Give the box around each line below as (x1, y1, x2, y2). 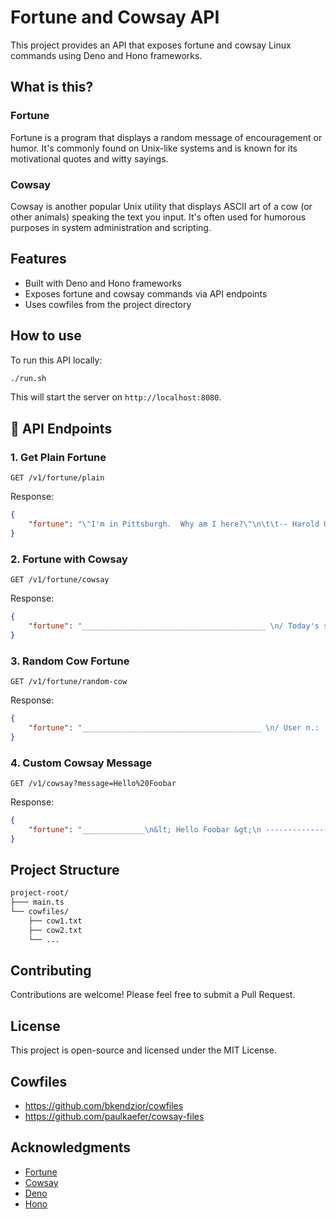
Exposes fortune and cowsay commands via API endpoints (24, 287, 268, 300)
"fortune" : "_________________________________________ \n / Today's (28, 621, 320, 631)
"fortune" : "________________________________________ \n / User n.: (28, 722, 320, 733)
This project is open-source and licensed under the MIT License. (10, 1044, 277, 1056)
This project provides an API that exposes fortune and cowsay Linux (10, 39, 292, 51)
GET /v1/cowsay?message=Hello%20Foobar (10, 778, 177, 788)
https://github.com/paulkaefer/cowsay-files (24, 1111, 205, 1122)
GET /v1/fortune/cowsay (10, 575, 110, 585)
